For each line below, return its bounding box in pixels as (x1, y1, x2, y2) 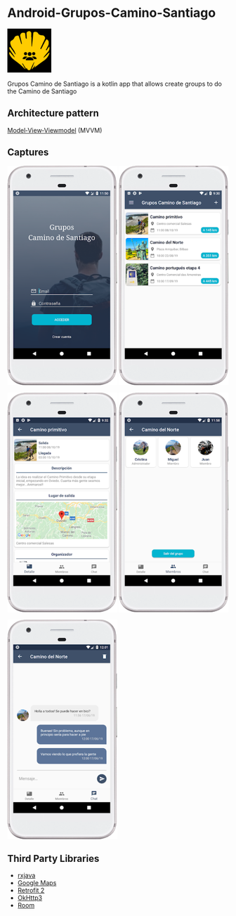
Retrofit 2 (17, 886, 45, 895)
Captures (7, 146, 49, 159)
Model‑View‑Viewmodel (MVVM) (7, 126, 103, 134)
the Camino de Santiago (7, 86, 77, 96)
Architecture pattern (7, 107, 100, 119)
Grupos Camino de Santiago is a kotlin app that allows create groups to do (7, 79, 223, 88)
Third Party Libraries (7, 852, 100, 865)
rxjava (17, 871, 36, 879)
